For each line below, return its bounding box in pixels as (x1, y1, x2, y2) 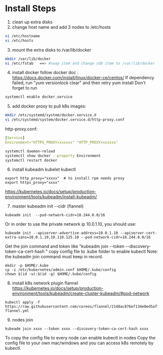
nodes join (12, 317, 33, 323)
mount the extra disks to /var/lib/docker (12, 47, 91, 53)
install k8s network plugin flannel (12, 280, 79, 286)
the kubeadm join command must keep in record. (5, 254, 103, 260)
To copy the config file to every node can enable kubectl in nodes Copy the (5, 335, 156, 341)
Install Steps (5, 3, 56, 14)
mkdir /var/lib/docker (5, 56, 51, 61)
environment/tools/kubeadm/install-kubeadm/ (5, 194, 97, 200)
